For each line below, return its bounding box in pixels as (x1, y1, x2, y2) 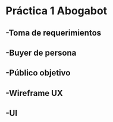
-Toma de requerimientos (5, 28, 102, 38)
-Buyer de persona (5, 47, 77, 57)
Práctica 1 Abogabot (5, 4, 108, 18)
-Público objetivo (5, 68, 71, 78)
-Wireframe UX (5, 88, 63, 98)
